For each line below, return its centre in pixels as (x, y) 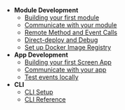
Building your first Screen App (68, 62)
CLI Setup (39, 92)
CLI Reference (45, 99)
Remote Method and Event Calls (71, 32)
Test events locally (51, 77)
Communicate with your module (71, 25)
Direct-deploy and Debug (61, 40)
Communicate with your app (65, 70)
